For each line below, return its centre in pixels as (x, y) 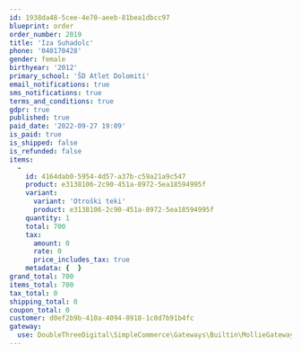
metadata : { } (54, 269)
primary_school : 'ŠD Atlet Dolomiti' (80, 76)
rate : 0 (47, 252)
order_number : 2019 (46, 34)
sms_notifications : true (56, 93)
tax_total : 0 (34, 293)
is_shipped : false (43, 143)
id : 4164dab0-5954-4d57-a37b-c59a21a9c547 (106, 176)
